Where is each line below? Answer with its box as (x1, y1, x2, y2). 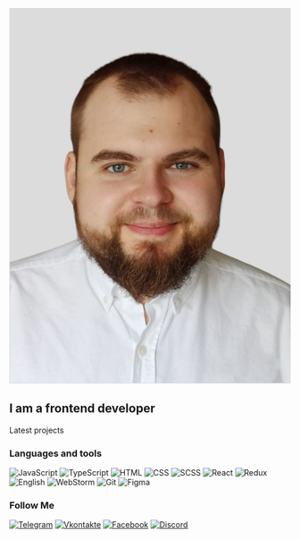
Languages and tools (9, 447, 103, 459)
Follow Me (9, 500, 55, 512)
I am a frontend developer (9, 401, 155, 417)
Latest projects (9, 425, 64, 435)
